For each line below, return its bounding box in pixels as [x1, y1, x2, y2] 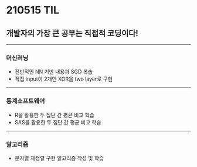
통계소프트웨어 [6, 97, 45, 105]
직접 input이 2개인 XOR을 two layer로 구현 [14, 75, 113, 82]
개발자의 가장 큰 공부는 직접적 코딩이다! [6, 28, 139, 38]
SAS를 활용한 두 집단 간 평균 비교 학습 [14, 119, 101, 126]
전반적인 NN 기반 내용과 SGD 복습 [14, 68, 93, 75]
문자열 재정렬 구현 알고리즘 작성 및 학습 [14, 154, 104, 161]
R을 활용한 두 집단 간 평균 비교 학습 [14, 112, 95, 119]
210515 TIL [6, 4, 60, 17]
